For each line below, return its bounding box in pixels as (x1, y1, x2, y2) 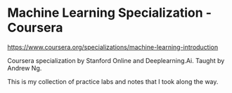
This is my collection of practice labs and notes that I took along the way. (7, 77, 219, 85)
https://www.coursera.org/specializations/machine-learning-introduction (7, 43, 219, 51)
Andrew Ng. (7, 64, 42, 72)
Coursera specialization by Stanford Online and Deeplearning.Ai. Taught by (7, 56, 225, 64)
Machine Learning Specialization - (7, 5, 212, 21)
